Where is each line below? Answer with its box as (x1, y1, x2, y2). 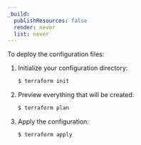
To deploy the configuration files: (7, 50, 105, 59)
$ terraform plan (17, 104, 70, 111)
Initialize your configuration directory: (17, 64, 128, 72)
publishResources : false (14, 17, 88, 24)
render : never (14, 24, 56, 31)
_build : (7, 10, 31, 18)
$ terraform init (17, 78, 70, 85)
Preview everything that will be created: (17, 91, 135, 99)
